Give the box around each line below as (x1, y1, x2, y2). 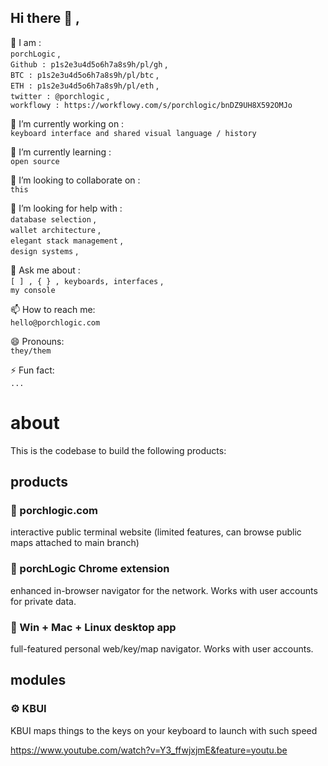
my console (10, 285, 56, 295)
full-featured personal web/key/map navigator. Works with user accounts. (10, 643, 314, 655)
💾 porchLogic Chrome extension (10, 562, 170, 576)
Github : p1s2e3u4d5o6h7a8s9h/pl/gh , (10, 57, 168, 70)
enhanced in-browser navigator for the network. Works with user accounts (10, 584, 318, 596)
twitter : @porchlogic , (10, 89, 110, 101)
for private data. (10, 595, 77, 607)
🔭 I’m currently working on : (10, 117, 125, 130)
